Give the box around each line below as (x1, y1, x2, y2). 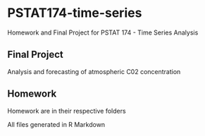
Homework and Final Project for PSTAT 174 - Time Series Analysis (7, 28, 199, 37)
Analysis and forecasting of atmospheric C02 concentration (7, 67, 181, 75)
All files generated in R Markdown (7, 120, 106, 128)
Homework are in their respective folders (7, 106, 126, 115)
